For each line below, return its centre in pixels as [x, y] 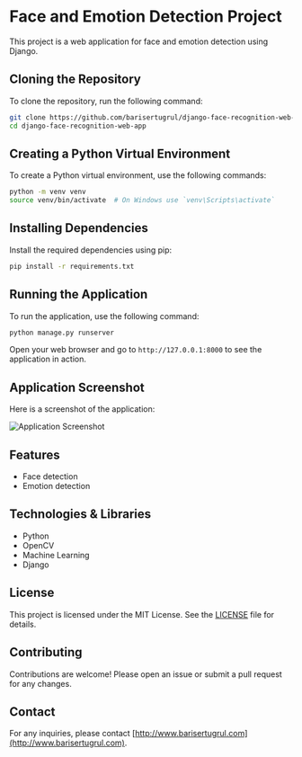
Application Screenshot [77, 387]
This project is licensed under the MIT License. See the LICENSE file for [142, 614]
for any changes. [40, 683]
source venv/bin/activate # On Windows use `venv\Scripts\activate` [142, 200]
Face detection [50, 476]
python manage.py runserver [62, 333]
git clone [28, 117]
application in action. [48, 359]
